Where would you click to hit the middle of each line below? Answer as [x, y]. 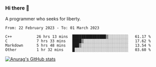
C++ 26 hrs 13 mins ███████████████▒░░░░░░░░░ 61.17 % [78, 37]
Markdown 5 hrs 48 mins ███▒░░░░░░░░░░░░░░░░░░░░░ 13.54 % [78, 45]
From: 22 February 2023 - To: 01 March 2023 [52, 28]
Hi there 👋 [17, 8]
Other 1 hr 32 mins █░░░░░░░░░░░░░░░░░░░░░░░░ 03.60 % [78, 50]
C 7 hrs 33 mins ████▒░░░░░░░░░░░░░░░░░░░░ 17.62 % [78, 41]
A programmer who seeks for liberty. [43, 19]
